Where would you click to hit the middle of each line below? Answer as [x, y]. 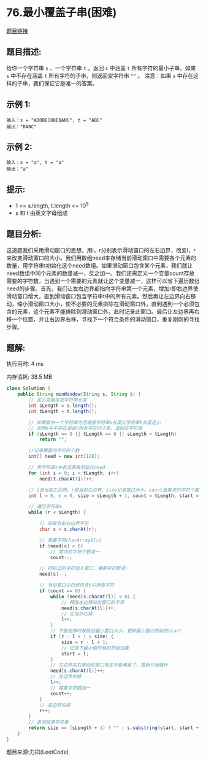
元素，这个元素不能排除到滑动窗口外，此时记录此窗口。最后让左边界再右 [108, 311]
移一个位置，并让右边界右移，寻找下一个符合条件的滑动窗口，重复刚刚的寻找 [103, 319]
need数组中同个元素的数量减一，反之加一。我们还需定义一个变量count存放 [101, 273]
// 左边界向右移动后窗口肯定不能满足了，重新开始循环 [109, 665]
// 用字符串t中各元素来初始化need [67, 468]
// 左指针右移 [77, 614]
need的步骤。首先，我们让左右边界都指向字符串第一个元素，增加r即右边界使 [102, 288]
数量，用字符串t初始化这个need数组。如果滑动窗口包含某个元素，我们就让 [100, 265]
